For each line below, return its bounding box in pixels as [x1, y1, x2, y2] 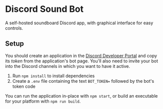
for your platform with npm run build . [5, 98, 81, 104]
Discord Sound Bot [5, 3, 84, 15]
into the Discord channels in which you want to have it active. [5, 63, 130, 69]
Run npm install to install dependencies [12, 73, 95, 79]
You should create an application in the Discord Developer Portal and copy [5, 53, 158, 58]
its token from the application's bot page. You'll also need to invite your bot [5, 58, 159, 64]
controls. [5, 25, 23, 31]
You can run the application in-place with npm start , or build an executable [5, 93, 158, 99]
